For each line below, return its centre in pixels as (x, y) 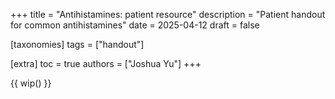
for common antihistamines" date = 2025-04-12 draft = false (135, 25)
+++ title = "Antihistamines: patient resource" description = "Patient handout (168, 14)
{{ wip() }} (31, 83)
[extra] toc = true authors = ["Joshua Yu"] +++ (106, 63)
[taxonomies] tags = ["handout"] (77, 44)
